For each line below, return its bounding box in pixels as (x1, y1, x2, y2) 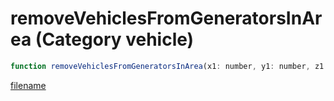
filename (10, 79, 47, 91)
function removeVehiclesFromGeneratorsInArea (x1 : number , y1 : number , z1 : (10, 61, 329, 71)
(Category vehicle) (34, 28, 195, 51)
